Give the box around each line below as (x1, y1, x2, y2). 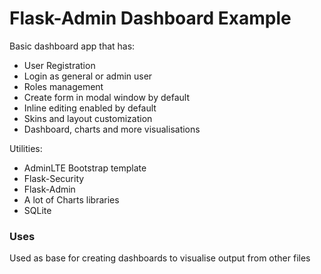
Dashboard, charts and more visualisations (23, 123, 201, 135)
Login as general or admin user (23, 70, 153, 82)
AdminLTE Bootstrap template (23, 162, 147, 174)
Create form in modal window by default (23, 91, 190, 103)
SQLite (23, 204, 52, 216)
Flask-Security (23, 172, 85, 184)
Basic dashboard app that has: (9, 40, 136, 52)
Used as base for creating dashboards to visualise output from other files (9, 252, 311, 264)
